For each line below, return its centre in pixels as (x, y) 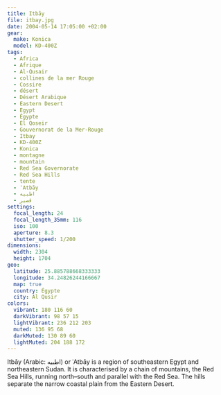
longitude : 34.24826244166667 (57, 278)
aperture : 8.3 (34, 233)
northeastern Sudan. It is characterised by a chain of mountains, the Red (111, 369)
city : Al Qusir (35, 297)
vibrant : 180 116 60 (43, 310)
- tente (25, 181)
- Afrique (27, 65)
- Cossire (27, 85)
